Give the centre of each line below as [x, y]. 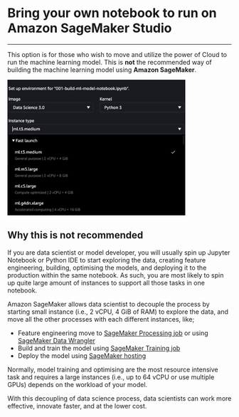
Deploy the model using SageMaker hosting [82, 355]
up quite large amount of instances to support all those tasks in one [106, 283]
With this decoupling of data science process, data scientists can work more [119, 398]
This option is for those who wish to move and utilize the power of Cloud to [117, 54]
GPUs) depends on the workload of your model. [78, 384]
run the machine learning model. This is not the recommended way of [110, 62]
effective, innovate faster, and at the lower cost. [77, 406]
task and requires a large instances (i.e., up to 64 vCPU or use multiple [111, 377]
